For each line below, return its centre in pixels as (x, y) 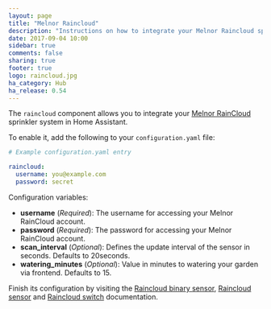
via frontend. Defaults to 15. (66, 272)
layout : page (30, 16)
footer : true (30, 68)
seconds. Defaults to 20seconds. (75, 255)
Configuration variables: (48, 197)
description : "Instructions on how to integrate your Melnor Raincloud (131, 31)
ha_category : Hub (38, 83)
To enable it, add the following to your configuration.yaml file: (112, 138)
